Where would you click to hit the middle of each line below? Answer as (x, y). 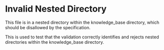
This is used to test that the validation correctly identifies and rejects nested (82, 37)
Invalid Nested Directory (56, 9)
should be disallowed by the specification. (48, 27)
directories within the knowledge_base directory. (55, 42)
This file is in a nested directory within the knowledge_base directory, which (82, 22)
